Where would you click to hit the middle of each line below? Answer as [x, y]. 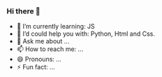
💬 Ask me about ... [43, 41]
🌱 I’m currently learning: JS [56, 27]
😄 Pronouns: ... [39, 59]
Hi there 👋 [24, 11]
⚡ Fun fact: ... [36, 67]
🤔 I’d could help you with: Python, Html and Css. [86, 34]
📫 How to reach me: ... [50, 49]
